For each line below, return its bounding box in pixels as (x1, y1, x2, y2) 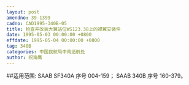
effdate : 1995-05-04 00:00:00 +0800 (6, 37, 100, 43)
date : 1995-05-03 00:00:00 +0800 (6, 32, 92, 38)
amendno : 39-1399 (6, 15, 51, 21)
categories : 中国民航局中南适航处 (6, 49, 85, 55)
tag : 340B (6, 43, 32, 50)
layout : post (6, 9, 40, 15)
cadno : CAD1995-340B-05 (6, 20, 67, 26)
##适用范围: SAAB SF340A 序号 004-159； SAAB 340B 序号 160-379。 (6, 72, 187, 79)
